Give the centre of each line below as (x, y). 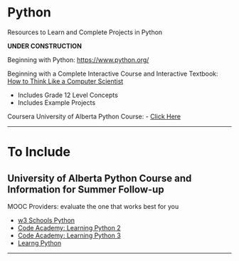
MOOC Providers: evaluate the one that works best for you (93, 206)
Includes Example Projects (57, 102)
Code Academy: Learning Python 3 (69, 235)
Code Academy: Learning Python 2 (69, 227)
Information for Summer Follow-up (86, 189)
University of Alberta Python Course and (100, 178)
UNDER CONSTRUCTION (44, 46)
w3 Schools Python (46, 220)
